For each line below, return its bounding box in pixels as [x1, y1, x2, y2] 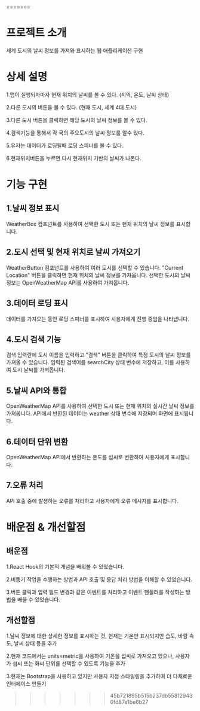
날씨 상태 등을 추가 [14, 639, 57, 646]
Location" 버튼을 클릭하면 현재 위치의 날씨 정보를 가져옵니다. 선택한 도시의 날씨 [6, 271, 191, 279]
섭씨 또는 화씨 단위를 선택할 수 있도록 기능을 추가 [12, 660, 125, 667]
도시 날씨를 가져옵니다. [12, 366, 66, 374]
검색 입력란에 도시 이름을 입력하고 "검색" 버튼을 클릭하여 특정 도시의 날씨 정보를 [6, 351, 191, 359]
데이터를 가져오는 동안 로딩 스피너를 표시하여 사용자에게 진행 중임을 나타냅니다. [6, 315, 190, 322]
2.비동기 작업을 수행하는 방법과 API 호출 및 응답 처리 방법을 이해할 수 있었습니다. [6, 575, 193, 583]
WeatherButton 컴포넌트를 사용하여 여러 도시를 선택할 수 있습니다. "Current [6, 264, 184, 271]
